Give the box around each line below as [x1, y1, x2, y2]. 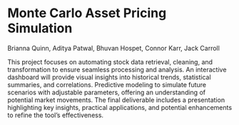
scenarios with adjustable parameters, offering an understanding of [7, 88, 205, 96]
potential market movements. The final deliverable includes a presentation [7, 95, 225, 104]
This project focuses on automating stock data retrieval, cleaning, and [7, 57, 213, 66]
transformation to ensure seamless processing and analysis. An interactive [7, 65, 227, 74]
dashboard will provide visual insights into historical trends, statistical [7, 73, 212, 81]
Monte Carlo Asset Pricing [7, 5, 167, 21]
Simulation [7, 20, 73, 36]
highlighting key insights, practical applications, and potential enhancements [7, 103, 233, 111]
